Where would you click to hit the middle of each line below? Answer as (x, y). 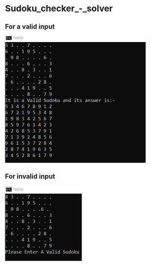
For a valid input (30, 27)
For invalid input (30, 177)
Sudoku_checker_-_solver (59, 9)
